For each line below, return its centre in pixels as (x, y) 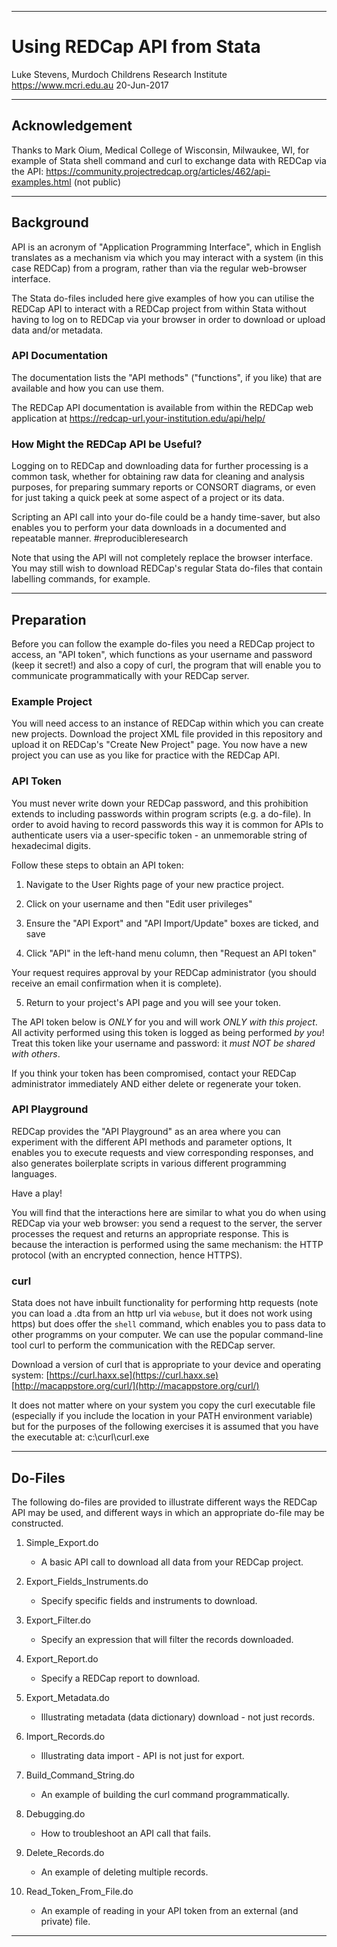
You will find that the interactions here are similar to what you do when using (169, 1212)
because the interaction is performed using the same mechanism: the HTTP (167, 1244)
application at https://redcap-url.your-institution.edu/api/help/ (138, 418)
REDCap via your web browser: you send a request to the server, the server (167, 1223)
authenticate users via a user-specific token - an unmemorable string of (159, 835)
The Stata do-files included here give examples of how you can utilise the (163, 298)
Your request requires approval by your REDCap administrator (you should (164, 972)
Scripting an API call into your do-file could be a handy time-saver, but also (166, 517)
